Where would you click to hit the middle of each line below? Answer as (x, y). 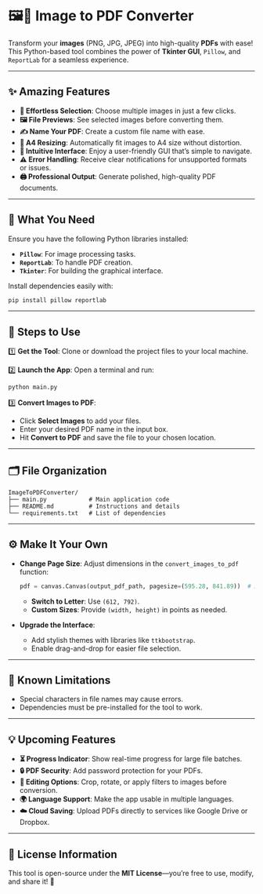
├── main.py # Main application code (89, 499)
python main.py (33, 387)
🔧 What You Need (52, 220)
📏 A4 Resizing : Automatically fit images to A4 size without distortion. (131, 142)
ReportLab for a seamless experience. (68, 60)
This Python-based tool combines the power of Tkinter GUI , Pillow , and (124, 51)
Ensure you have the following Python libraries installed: (99, 239)
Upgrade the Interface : (57, 625)
